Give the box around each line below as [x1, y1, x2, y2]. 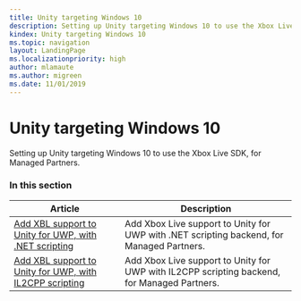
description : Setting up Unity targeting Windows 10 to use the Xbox [9, 21, 275, 30]
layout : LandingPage [9, 46, 87, 55]
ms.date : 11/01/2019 [9, 79, 87, 88]
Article [49, 202, 81, 214]
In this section [9, 180, 73, 192]
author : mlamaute [9, 63, 74, 72]
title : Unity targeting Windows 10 [9, 13, 142, 22]
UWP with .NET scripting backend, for [124, 229, 284, 241]
